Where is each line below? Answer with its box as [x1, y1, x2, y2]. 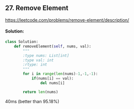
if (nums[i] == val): [31, 76, 74, 81]
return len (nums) [23, 89, 58, 94]
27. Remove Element [5, 4, 68, 12]
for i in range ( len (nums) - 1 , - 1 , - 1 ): [23, 72, 98, 76]
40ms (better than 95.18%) [5, 98, 60, 104]
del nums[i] [40, 80, 65, 85]
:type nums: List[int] [23, 53, 69, 58]
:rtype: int [23, 62, 48, 67]
